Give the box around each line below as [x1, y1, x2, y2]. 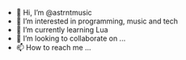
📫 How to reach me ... [15, 43, 91, 52]
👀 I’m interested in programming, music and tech [15, 16, 179, 26]
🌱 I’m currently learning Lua [15, 25, 108, 34]
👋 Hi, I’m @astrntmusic [15, 8, 93, 17]
